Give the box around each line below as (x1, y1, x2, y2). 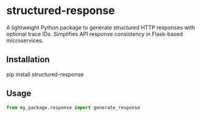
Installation (6, 54, 50, 65)
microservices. (6, 37, 44, 44)
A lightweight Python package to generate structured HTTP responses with (6, 24, 195, 31)
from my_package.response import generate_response (6, 104, 140, 110)
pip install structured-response (6, 71, 84, 78)
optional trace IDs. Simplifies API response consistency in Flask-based (6, 30, 183, 37)
